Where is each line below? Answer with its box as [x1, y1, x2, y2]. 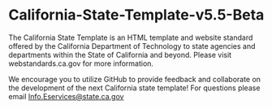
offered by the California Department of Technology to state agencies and [8, 41, 256, 50]
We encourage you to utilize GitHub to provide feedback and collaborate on [8, 74, 261, 84]
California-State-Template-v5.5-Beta [8, 6, 265, 24]
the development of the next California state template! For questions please [8, 83, 261, 93]
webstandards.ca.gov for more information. [8, 59, 154, 68]
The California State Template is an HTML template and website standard [8, 33, 253, 42]
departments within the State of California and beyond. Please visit [8, 50, 232, 59]
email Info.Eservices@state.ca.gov [8, 91, 124, 101]
